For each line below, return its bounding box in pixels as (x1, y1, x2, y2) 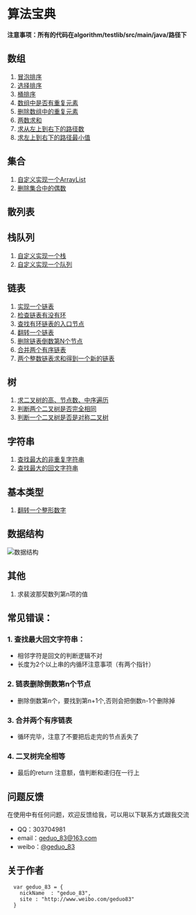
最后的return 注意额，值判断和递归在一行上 (17, 769, 140, 777)
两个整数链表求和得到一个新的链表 (17, 354, 115, 363)
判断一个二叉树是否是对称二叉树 (17, 413, 109, 421)
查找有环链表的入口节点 (17, 320, 84, 328)
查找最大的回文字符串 (17, 464, 78, 472)
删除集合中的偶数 (17, 184, 66, 192)
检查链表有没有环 (17, 311, 66, 319)
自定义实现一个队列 (17, 260, 73, 268)
